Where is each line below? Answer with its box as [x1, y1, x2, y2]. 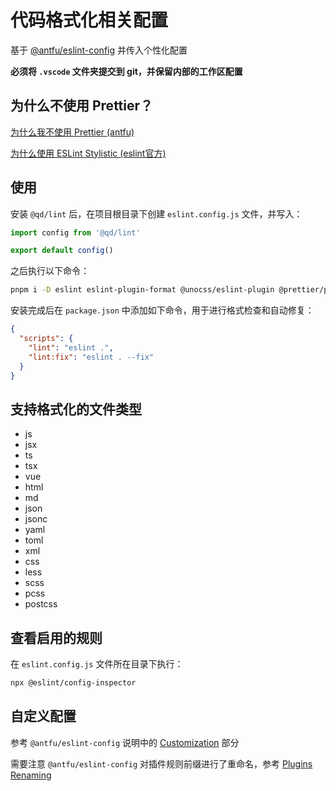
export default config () [10, 246, 114, 256]
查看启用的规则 [10, 629, 103, 646]
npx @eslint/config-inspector [10, 678, 137, 688]
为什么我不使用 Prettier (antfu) [10, 126, 135, 138]
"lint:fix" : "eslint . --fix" [28, 352, 155, 362]
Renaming [10, 769, 52, 781]
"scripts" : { [19, 334, 74, 344]
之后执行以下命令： [10, 265, 90, 277]
